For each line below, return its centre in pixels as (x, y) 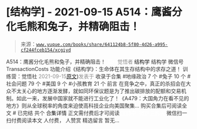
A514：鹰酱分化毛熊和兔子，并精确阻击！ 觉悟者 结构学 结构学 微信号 (95, 62)
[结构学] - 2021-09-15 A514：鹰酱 (89, 12)
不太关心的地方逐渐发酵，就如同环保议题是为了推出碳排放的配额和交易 (96, 91)
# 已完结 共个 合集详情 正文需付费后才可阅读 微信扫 (97, 113)
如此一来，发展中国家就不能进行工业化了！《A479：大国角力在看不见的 (103, 98)
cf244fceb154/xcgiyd (46, 50)
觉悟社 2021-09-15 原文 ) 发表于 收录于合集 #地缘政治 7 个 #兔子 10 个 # (106, 76)
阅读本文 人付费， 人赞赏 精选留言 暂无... (70, 120)
